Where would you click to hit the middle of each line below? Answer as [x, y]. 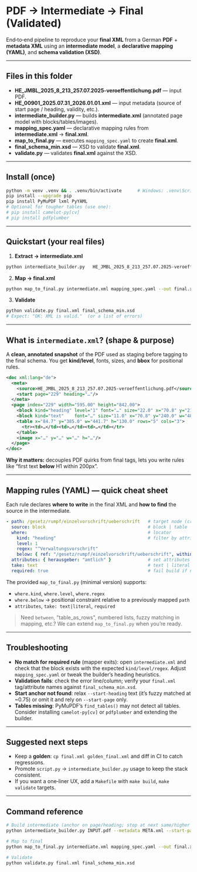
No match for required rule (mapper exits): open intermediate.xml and [100, 662]
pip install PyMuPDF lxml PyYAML [47, 201]
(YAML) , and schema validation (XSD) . [54, 52]
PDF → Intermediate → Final [75, 11]
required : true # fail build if [99, 571]
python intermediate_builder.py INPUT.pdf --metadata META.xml [85, 831]
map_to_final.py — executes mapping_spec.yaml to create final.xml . [96, 140]
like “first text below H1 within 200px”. [52, 466]
